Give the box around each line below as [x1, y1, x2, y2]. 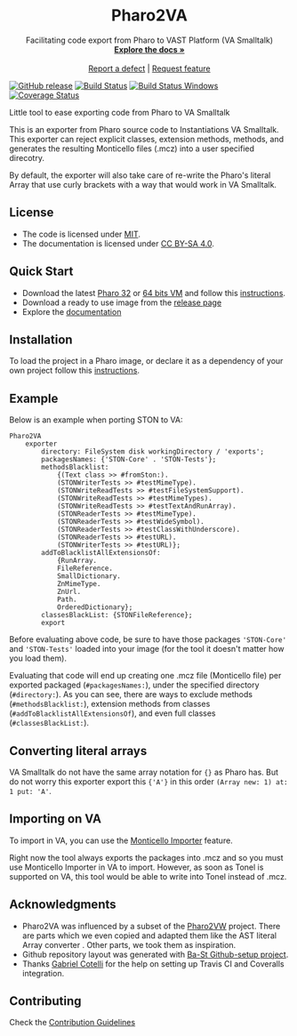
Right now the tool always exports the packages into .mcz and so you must [9, 852, 284, 863]
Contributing [9, 993, 82, 1009]
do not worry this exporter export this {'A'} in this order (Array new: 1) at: [9, 776, 289, 787]
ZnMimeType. [56, 580, 101, 589]
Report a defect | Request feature [88, 63, 211, 74]
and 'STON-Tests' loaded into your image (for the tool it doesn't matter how [9, 644, 285, 655]
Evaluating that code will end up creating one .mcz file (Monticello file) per [9, 671, 282, 681]
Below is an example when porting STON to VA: [9, 414, 183, 425]
